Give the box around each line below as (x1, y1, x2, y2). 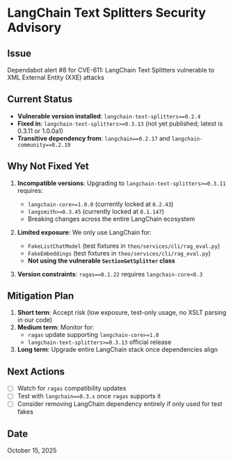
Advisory (7, 19, 62, 36)
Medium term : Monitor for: (17, 323, 95, 331)
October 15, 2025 (7, 446, 57, 455)
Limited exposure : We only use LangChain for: (17, 228, 152, 236)
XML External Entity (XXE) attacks (7, 73, 104, 81)
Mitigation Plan (7, 290, 74, 302)
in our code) (17, 315, 53, 325)
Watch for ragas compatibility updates (17, 384, 127, 393)
